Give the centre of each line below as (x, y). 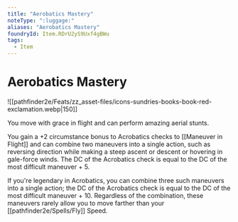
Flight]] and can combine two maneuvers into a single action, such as (109, 144)
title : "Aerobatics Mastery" (50, 14)
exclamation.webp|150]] (43, 109)
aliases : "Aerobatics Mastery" (54, 27)
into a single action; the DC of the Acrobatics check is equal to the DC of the (119, 188)
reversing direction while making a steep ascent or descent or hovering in (115, 151)
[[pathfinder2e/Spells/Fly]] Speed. (58, 211)
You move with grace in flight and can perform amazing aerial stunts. (108, 123)
